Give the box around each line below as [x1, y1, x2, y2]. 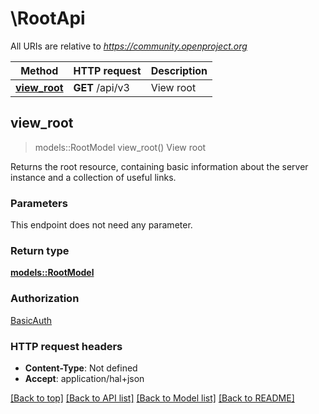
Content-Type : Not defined [24, 362, 138, 374]
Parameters [10, 196, 68, 210]
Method [20, 63, 59, 77]
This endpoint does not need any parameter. [10, 219, 193, 231]
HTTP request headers [10, 339, 123, 353]
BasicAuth [10, 314, 53, 326]
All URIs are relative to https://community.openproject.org [10, 40, 248, 52]
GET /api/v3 [73, 80, 130, 94]
